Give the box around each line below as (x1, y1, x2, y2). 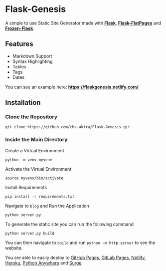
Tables (12, 63, 26, 69)
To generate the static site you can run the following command (5, 221, 134, 227)
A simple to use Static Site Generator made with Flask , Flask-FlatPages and (5, 20, 162, 26)
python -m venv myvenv (5, 157, 52, 162)
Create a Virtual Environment (5, 147, 65, 153)
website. (5, 245, 23, 251)
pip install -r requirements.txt (5, 194, 75, 199)
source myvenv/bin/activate (5, 176, 64, 181)
